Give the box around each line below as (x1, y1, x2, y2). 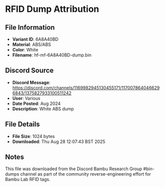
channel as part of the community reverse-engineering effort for (20, 171, 151, 177)
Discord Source (5, 66, 54, 75)
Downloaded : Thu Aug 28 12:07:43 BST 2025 (12, 139, 105, 144)
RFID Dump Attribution (5, 3, 100, 15)
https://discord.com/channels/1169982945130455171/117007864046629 (12, 85, 160, 91)
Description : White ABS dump (12, 105, 74, 112)
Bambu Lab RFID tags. (5, 177, 50, 183)
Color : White (12, 47, 39, 52)
